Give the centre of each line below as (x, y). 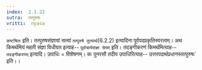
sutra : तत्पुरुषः (24, 18)
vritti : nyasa (26, 23)
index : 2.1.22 (26, 12)
